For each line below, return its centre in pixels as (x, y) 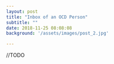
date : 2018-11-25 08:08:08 (39, 28)
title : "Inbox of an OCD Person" (47, 17)
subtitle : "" (22, 22)
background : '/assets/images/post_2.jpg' (58, 33)
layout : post (22, 11)
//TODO (16, 55)
